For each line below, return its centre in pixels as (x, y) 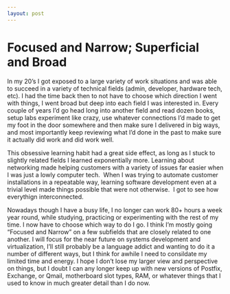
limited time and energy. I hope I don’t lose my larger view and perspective (113, 261)
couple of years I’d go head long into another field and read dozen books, (111, 110)
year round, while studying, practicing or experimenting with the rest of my (113, 217)
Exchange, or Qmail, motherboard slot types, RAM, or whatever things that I (114, 275)
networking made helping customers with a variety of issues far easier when (115, 167)
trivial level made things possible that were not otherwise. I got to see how (113, 189)
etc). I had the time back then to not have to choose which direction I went (112, 95)
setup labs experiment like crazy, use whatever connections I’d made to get (114, 117)
